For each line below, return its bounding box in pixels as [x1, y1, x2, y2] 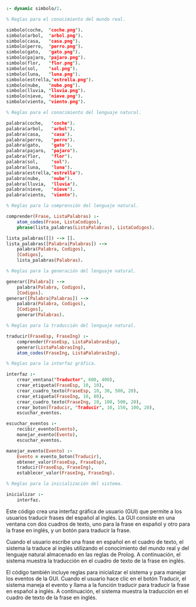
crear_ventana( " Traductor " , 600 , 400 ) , [17, 377, 115, 383]
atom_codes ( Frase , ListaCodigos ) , [17, 219, 102, 225]
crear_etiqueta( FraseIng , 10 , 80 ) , [17, 393, 105, 399]
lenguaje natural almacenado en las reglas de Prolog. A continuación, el [6, 551, 181, 558]
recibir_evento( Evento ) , [17, 426, 78, 432]
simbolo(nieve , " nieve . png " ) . [6, 93, 83, 99]
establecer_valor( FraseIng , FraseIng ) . [17, 470, 115, 476]
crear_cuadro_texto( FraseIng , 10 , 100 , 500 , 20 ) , [17, 399, 142, 405]
